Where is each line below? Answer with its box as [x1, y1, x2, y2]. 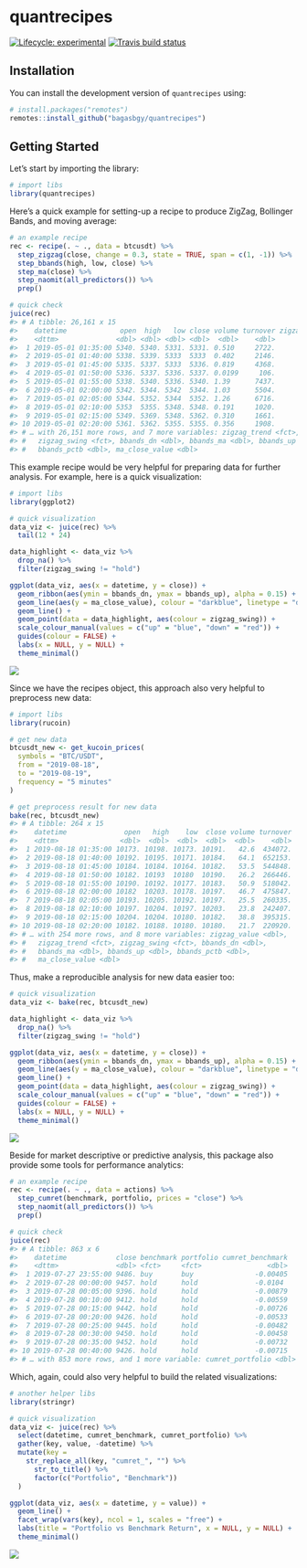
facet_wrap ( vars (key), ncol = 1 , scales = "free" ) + [17, 1515, 223, 1525]
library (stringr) [9, 1397, 76, 1406]
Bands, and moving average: [9, 216, 117, 227]
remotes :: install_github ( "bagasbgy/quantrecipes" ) [9, 113, 206, 122]
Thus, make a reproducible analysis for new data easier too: [9, 971, 235, 983]
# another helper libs [9, 1389, 96, 1398]
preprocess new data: [9, 692, 92, 703]
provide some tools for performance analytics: [9, 1159, 185, 1171]
